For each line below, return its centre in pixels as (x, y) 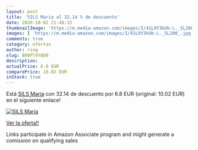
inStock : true (24, 77)
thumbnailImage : (26, 28)
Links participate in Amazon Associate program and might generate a (90, 134)
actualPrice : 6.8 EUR (33, 66)
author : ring (22, 50)
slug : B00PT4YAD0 (27, 55)
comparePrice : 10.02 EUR (37, 72)
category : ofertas (29, 45)
